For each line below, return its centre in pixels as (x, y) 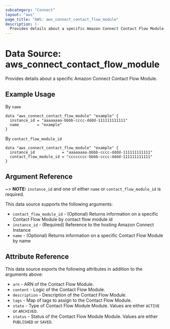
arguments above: (24, 274)
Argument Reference (39, 177)
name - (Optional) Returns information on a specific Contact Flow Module (88, 235)
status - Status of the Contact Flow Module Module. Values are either (85, 316)
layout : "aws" (20, 15)
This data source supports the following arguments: (59, 204)
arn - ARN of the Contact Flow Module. (53, 284)
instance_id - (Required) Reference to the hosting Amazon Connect (83, 224)
